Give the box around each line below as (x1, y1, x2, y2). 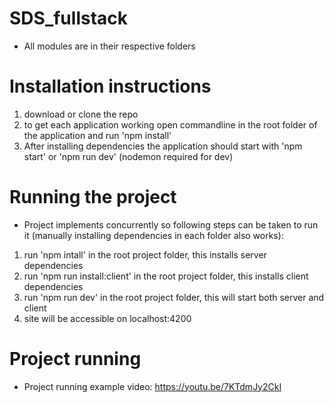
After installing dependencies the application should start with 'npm (23, 140, 303, 152)
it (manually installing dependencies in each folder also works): (23, 229, 284, 241)
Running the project (9, 186, 177, 209)
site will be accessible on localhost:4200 (23, 312, 192, 324)
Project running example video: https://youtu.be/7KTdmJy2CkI (23, 380, 282, 392)
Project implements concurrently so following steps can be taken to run (23, 218, 319, 231)
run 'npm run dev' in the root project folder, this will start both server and (23, 291, 325, 303)
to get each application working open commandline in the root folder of (23, 118, 318, 131)
